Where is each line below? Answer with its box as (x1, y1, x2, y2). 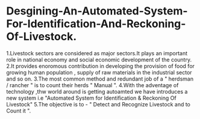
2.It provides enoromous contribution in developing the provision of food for (6, 62, 195, 70)
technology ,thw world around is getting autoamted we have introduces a (6, 88, 188, 95)
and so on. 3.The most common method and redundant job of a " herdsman (6, 75, 194, 82)
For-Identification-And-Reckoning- (6, 17, 186, 31)
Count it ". (6, 107, 31, 114)
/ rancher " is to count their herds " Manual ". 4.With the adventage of (6, 81, 179, 88)
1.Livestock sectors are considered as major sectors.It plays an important (6, 49, 188, 56)
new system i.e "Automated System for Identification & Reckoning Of (6, 94, 177, 102)
